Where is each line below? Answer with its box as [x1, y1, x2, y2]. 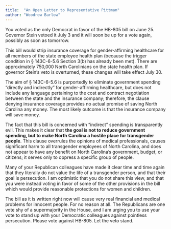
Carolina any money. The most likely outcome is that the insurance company [5, 106, 166, 112]
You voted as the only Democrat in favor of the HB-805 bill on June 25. [5, 26, 155, 32]
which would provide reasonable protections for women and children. [5, 185, 152, 192]
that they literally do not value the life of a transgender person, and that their [5, 170, 166, 176]
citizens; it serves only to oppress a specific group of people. [5, 154, 134, 160]
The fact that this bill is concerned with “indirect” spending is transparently [5, 121, 163, 128]
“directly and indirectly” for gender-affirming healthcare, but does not [5, 84, 152, 90]
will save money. [5, 111, 40, 118]
